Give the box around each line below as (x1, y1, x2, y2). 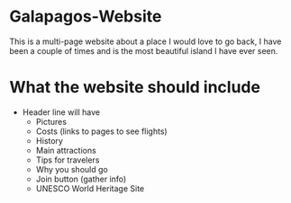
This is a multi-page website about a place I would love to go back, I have (9, 36, 282, 47)
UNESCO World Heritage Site (35, 182, 145, 194)
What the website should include (9, 77, 261, 98)
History (35, 135, 63, 146)
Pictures (35, 116, 68, 127)
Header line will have (22, 106, 101, 118)
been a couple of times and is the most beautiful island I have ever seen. (9, 45, 278, 56)
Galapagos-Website (9, 6, 162, 27)
